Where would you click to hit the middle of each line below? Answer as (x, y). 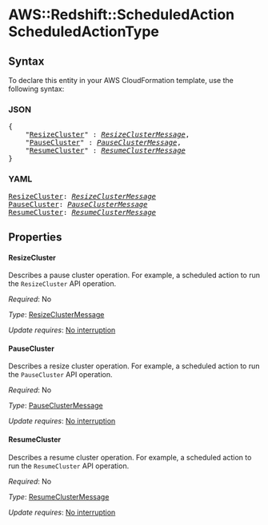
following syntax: (36, 89)
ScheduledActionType (84, 32)
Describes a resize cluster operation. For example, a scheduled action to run (134, 366)
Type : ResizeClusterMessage (56, 315)
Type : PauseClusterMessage (56, 406)
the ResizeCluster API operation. (62, 284)
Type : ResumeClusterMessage (59, 496)
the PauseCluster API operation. (61, 375)
